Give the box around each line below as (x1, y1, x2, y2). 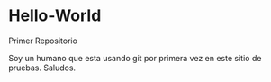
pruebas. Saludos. (8, 62, 77, 73)
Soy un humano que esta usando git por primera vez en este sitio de (8, 52, 262, 63)
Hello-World (8, 5, 102, 26)
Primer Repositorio (8, 35, 78, 46)
